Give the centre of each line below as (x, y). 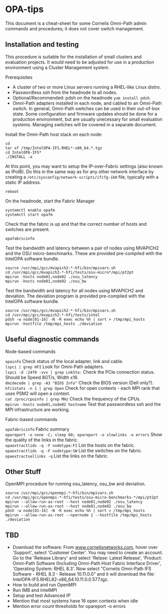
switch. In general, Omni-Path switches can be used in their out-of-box (86, 108)
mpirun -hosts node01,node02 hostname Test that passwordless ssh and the (83, 404)
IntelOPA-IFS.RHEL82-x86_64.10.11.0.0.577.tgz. (61, 580)
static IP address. (23, 182)
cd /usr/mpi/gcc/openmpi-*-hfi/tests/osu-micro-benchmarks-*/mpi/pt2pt (82, 498)
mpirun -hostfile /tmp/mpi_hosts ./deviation (54, 324)
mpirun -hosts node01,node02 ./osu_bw (46, 281)
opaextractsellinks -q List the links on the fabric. (57, 456)
